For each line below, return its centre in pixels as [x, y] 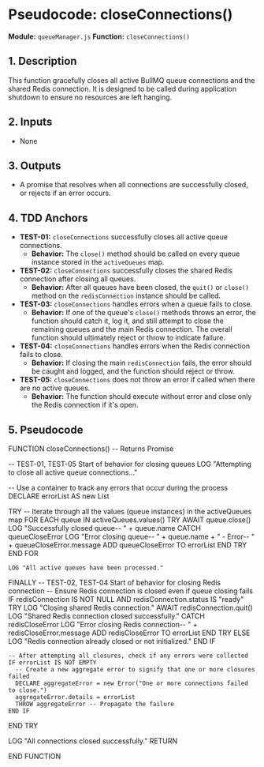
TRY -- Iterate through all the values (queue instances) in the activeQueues [130, 511]
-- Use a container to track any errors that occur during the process [118, 488]
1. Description [43, 61]
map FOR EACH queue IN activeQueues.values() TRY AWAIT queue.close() [130, 520]
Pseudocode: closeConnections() [121, 15]
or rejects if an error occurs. [65, 193]
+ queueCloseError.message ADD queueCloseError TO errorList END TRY [128, 545]
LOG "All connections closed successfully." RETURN [93, 741]
